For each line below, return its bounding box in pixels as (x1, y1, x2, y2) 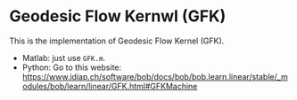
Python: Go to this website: (21, 62, 122, 73)
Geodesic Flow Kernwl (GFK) (9, 6, 227, 27)
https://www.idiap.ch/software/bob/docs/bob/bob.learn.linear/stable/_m (21, 71, 288, 81)
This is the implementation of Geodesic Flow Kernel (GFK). (9, 35, 225, 46)
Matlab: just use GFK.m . (21, 52, 105, 63)
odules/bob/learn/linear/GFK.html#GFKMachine (21, 81, 198, 91)
